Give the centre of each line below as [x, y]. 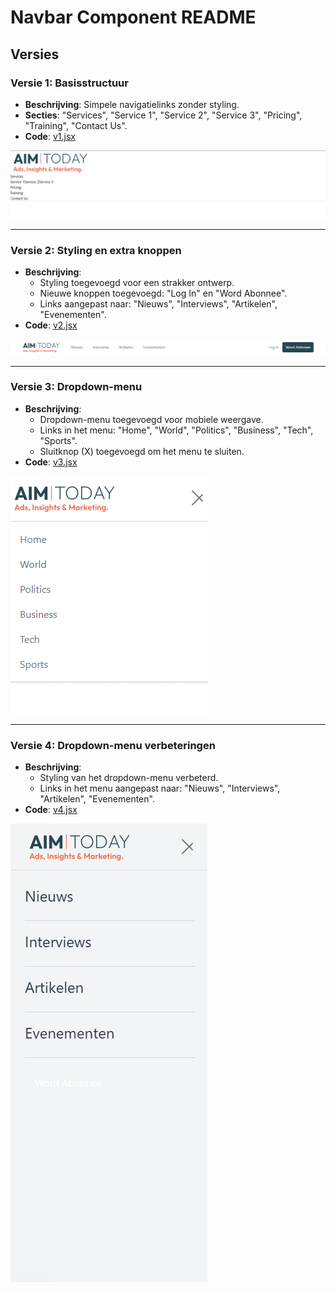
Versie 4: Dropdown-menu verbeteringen [113, 745]
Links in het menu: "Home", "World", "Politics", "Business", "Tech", [176, 430]
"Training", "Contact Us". [76, 125]
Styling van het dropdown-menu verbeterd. [129, 778]
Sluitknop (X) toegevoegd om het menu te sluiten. [142, 451]
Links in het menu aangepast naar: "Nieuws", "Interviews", [160, 788]
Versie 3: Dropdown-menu [76, 387]
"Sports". [58, 440]
